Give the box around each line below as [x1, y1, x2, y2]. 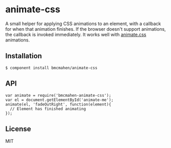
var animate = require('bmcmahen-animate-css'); [5, 93, 111, 98]
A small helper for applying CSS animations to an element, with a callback [5, 20, 161, 27]
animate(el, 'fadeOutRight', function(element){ [5, 101, 111, 107]
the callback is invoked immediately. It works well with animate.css [5, 31, 146, 37]
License [5, 124, 31, 133]
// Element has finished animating [10, 106, 86, 111]
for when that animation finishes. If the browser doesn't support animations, [5, 26, 166, 32]
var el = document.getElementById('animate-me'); [5, 97, 114, 102]
